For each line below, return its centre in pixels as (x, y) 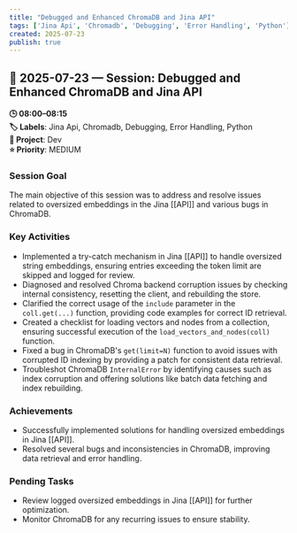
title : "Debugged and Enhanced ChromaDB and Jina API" (112, 17)
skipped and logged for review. (78, 274)
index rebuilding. (53, 388)
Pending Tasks (42, 481)
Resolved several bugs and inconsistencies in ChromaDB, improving (146, 449)
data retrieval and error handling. (82, 458)
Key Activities (40, 237)
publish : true (35, 42)
